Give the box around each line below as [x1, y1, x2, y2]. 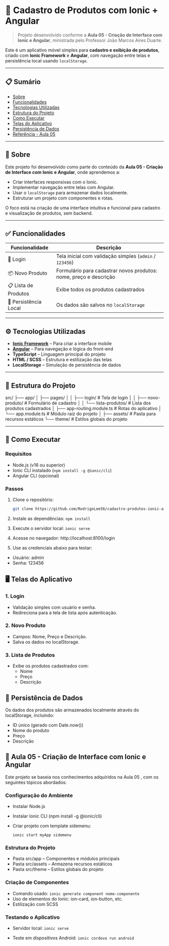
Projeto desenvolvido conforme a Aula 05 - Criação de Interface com [17, 32, 162, 38]
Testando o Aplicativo [5, 914, 60, 921]
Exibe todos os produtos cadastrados [56, 286, 145, 293]
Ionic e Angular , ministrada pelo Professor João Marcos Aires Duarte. [17, 37, 162, 43]
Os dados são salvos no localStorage [56, 302, 145, 309]
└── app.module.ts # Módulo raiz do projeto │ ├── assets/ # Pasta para [5, 411, 156, 417]
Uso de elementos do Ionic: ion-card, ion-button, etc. [12, 896, 123, 902]
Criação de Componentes [5, 879, 69, 886]
